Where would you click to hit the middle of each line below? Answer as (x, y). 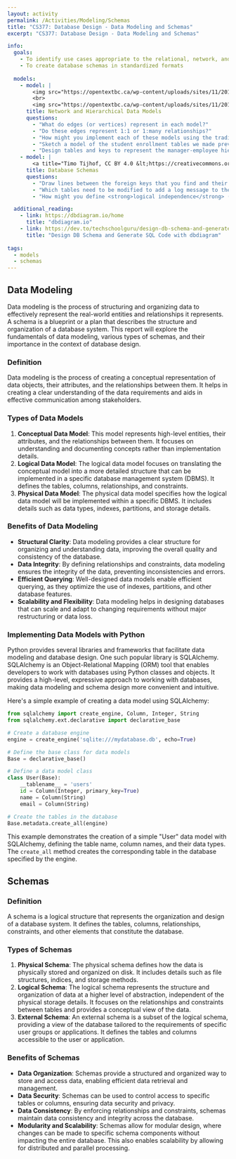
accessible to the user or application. (71, 1040)
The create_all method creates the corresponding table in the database (112, 852)
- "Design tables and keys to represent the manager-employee (125, 151)
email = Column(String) (55, 804)
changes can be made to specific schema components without (109, 1133)
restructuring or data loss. (55, 616)
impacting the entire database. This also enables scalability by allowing (120, 1140)
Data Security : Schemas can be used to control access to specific (113, 1095)
